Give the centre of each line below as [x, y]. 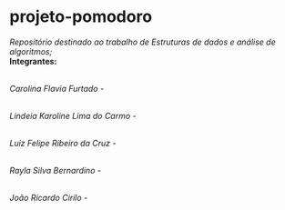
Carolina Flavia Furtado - [57, 88]
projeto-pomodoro [81, 17]
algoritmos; [31, 51]
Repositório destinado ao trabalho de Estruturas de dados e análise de [142, 42]
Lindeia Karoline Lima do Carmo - [73, 115]
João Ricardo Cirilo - [49, 197]
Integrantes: [33, 61]
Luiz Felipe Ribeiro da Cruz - [63, 143]
